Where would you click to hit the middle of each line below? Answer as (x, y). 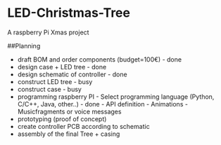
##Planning (24, 46)
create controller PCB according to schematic (83, 126)
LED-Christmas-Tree (69, 13)
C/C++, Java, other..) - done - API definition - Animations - (103, 104)
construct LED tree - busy (55, 81)
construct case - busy (50, 89)
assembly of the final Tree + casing (69, 134)
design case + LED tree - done (62, 67)
